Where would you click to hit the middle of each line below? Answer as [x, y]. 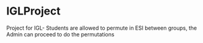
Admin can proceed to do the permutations [60, 34]
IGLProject [34, 11]
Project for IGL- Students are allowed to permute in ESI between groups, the [101, 28]
